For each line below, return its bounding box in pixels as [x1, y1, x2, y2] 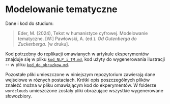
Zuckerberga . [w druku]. [17, 41, 70, 47]
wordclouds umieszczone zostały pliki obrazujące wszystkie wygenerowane [5, 87, 164, 93]
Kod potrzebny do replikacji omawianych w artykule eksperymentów [5, 51, 149, 57]
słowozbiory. [5, 93, 32, 99]
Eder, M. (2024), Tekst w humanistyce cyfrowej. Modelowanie [17, 30, 148, 36]
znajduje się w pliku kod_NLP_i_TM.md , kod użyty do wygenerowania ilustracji [5, 56, 165, 62]
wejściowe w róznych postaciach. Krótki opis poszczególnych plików [5, 77, 150, 83]
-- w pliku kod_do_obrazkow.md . [5, 61, 70, 67]
